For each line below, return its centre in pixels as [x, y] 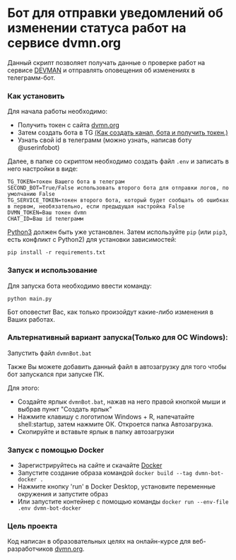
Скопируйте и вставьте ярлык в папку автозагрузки [96, 431]
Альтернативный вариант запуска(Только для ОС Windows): [118, 337]
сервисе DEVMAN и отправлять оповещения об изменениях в [101, 70]
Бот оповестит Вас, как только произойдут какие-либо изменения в [111, 312]
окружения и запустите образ [63, 494]
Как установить [36, 95]
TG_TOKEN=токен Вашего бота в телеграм [66, 182]
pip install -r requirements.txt [57, 252]
